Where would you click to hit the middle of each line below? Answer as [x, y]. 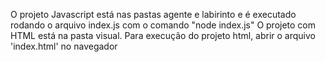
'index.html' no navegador [64, 46]
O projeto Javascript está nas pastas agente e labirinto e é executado [153, 14]
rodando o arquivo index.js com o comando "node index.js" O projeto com [163, 25]
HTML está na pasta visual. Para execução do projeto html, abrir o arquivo [163, 35]
